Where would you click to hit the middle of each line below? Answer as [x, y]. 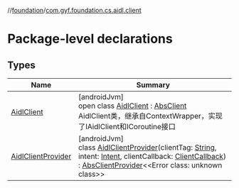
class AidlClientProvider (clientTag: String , [147, 147]
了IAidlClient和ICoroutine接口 [127, 127]
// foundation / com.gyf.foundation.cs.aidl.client [74, 10]
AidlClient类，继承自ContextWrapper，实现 [150, 116]
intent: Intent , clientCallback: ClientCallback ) [152, 156]
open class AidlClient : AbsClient [132, 106]
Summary [153, 85]
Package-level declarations [90, 39]
